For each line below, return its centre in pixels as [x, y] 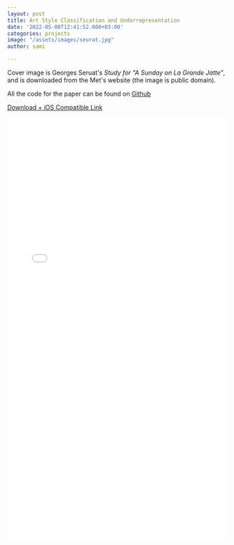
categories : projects [39, 33]
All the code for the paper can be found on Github [79, 94]
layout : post [26, 14]
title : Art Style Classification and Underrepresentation [94, 20]
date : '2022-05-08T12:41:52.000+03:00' [66, 27]
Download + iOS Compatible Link [55, 107]
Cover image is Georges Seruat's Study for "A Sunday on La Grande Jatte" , [116, 72]
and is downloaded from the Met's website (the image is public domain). [111, 80]
